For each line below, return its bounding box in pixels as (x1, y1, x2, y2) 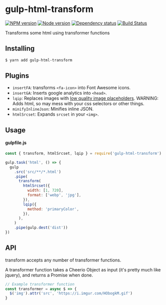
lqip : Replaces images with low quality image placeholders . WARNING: (12, 95, 159, 101)
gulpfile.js (5, 140, 27, 146)
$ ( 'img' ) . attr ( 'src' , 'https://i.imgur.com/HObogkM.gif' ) (9, 291, 133, 296)
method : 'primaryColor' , (27, 206, 79, 211)
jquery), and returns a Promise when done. (5, 272, 93, 278)
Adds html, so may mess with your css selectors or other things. (12, 101, 145, 107)
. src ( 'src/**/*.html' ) (14, 169, 61, 174)
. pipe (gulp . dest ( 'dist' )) (14, 225, 68, 230)
